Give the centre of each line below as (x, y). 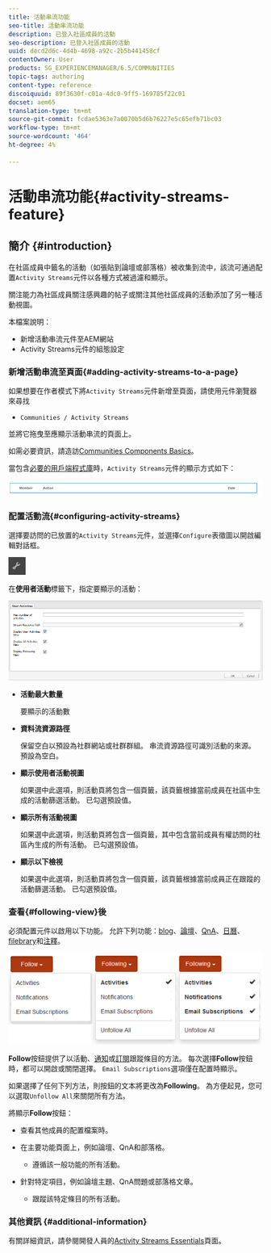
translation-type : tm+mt (50, 111)
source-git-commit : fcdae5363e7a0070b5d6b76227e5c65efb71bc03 (115, 119)
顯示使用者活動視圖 (52, 773)
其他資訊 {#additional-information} (78, 1222)
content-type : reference (50, 85)
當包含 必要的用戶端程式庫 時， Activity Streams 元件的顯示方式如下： (122, 467)
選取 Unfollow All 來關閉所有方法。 (72, 1096)
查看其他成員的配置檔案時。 (66, 1129)
